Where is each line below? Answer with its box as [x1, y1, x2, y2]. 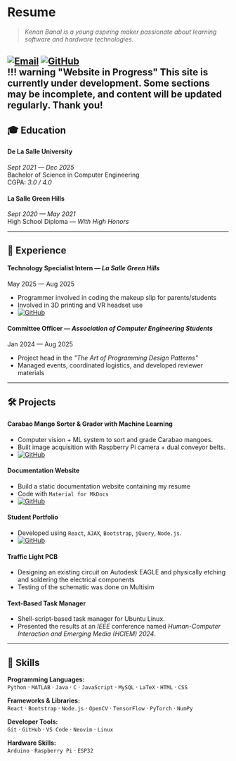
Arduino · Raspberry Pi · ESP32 [7, 746, 93, 755]
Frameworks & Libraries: [7, 696, 81, 705]
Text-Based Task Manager [7, 599, 86, 608]
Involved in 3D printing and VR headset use [17, 301, 143, 309]
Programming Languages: [7, 675, 85, 684]
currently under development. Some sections [7, 77, 211, 89]
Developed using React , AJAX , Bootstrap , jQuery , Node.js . [17, 529, 182, 537]
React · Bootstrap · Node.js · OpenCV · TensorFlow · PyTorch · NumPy [7, 704, 193, 712]
